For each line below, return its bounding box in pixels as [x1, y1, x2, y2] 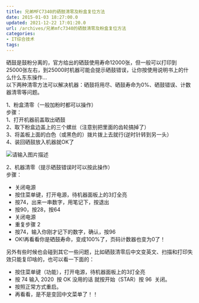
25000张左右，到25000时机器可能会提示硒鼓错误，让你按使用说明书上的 [6, 66, 184, 73]
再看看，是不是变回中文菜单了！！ [14, 291, 98, 298]
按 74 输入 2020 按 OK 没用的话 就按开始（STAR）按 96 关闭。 [14, 276, 171, 283]
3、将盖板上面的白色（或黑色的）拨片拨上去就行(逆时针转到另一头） [6, 131, 172, 138]
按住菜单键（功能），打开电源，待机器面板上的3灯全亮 [14, 268, 146, 275]
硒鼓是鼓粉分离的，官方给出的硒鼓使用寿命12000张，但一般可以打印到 [6, 59, 177, 66]
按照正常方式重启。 [14, 283, 62, 290]
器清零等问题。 [6, 89, 43, 96]
